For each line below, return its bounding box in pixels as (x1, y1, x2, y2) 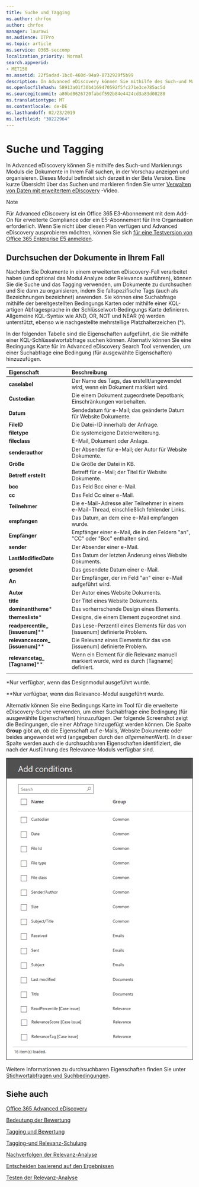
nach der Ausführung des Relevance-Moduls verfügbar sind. (6, 745, 155, 753)
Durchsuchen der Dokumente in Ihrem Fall (6, 252, 165, 262)
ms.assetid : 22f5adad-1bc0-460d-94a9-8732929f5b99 (6, 72, 134, 78)
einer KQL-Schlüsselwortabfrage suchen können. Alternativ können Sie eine (6, 337, 191, 344)
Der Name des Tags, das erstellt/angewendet (72, 377, 182, 384)
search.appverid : (6, 59, 49, 65)
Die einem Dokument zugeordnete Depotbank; (72, 392, 185, 399)
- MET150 (6, 66, 28, 72)
